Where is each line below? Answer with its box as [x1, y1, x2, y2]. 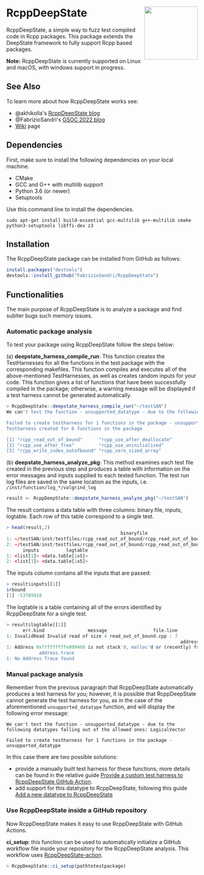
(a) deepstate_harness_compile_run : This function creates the [6, 353, 165, 360]
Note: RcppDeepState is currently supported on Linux [6, 57, 141, 64]
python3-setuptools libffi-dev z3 [6, 223, 94, 229]
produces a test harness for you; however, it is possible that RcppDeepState [6, 690, 196, 697]
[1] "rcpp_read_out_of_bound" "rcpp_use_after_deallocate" [6, 437, 172, 443]
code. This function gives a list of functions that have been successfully [6, 379, 186, 386]
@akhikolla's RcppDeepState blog [15, 109, 100, 117]
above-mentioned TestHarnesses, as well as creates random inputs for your [6, 372, 196, 379]
